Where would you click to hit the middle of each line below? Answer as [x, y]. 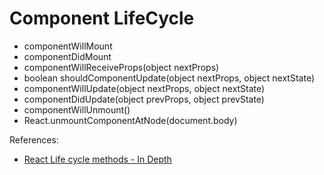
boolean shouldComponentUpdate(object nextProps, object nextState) [169, 78]
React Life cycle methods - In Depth [97, 159]
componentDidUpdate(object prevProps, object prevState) [144, 99]
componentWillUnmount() [77, 109]
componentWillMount [68, 46]
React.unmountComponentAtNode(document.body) [130, 120]
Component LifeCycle [102, 18]
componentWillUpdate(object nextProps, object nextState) [144, 88]
